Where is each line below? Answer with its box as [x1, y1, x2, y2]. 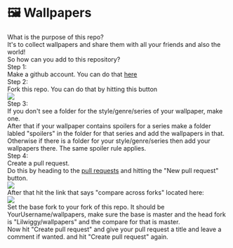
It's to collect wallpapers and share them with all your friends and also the [7, 40, 221, 48]
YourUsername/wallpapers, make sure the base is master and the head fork [7, 210, 226, 219]
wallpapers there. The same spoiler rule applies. [7, 144, 147, 152]
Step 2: [7, 77, 28, 85]
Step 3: [7, 99, 28, 108]
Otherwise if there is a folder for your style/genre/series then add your [7, 137, 211, 145]
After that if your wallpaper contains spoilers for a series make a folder [7, 121, 212, 130]
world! [7, 48, 26, 56]
